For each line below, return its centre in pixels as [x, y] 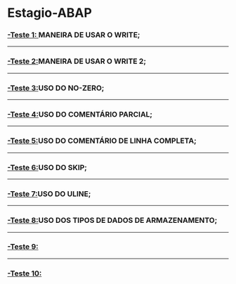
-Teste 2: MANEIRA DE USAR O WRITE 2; [77, 61]
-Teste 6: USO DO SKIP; [47, 167]
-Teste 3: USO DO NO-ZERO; [56, 88]
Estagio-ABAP [50, 13]
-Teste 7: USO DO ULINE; [49, 193]
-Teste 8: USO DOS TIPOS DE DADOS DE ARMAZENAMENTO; [112, 221]
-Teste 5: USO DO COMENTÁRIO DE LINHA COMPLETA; [102, 141]
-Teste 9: [23, 247]
